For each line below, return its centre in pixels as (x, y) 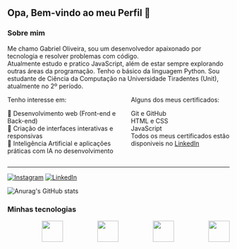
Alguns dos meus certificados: (175, 99)
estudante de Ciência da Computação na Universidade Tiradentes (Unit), (113, 78)
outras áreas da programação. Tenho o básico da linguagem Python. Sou (114, 71)
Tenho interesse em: (37, 99)
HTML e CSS (150, 121)
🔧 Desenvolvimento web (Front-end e (62, 113)
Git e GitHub (149, 113)
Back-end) (23, 121)
